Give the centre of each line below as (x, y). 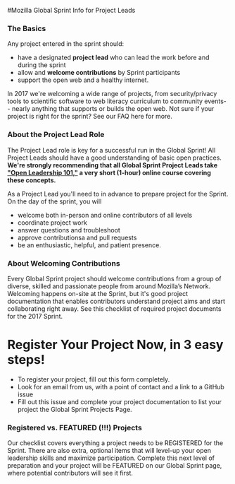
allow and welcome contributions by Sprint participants (99, 73)
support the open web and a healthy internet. (83, 80)
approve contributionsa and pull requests (77, 237)
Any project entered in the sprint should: (66, 44)
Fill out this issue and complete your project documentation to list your (120, 401)
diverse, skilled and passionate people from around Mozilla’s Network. (109, 286)
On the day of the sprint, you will (55, 201)
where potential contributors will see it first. (70, 473)
